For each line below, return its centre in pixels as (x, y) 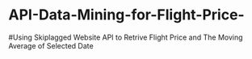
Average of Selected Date (51, 45)
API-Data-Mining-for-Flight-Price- (126, 15)
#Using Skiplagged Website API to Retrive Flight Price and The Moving (126, 37)
